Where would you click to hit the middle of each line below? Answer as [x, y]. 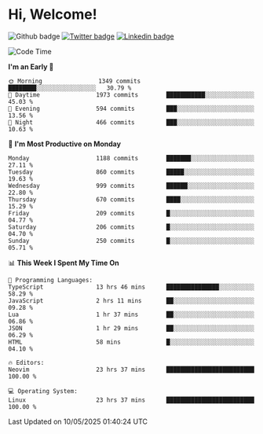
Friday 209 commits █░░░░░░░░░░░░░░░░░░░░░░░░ [131, 213]
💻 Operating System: [43, 391]
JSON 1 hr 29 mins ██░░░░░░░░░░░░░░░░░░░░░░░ [131, 328]
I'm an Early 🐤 [31, 66]
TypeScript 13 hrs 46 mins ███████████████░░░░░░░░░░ [131, 287]
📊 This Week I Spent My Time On [64, 263]
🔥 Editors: [26, 362]
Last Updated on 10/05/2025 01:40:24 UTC [78, 421]
